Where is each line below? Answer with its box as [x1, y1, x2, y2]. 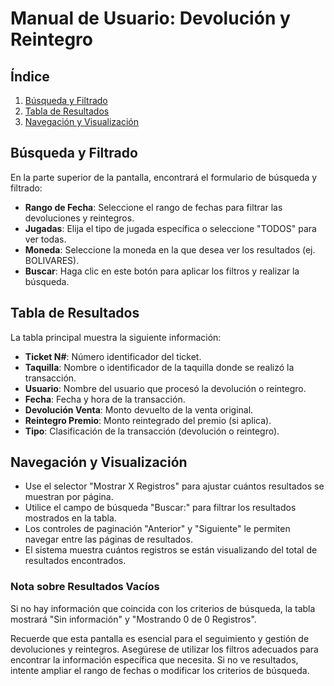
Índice [10, 68, 50, 85]
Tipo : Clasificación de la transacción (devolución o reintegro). [24, 425, 280, 437]
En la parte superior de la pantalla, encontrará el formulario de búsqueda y [10, 171, 318, 183]
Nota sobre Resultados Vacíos [10, 580, 160, 594]
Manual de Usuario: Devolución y [10, 7, 291, 30]
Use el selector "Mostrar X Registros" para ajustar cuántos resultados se [24, 480, 325, 492]
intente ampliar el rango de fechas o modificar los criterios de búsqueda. [10, 664, 310, 676]
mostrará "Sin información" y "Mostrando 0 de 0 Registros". [10, 613, 257, 625]
